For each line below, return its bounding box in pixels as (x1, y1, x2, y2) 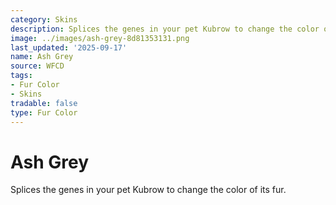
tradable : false (10, 98, 78, 108)
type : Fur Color (10, 107, 78, 118)
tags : (10, 71, 33, 81)
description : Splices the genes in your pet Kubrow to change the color (10, 24, 320, 34)
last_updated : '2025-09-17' (10, 42, 128, 53)
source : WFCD (10, 61, 65, 71)
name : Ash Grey (10, 52, 74, 62)
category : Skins (10, 14, 78, 25)
